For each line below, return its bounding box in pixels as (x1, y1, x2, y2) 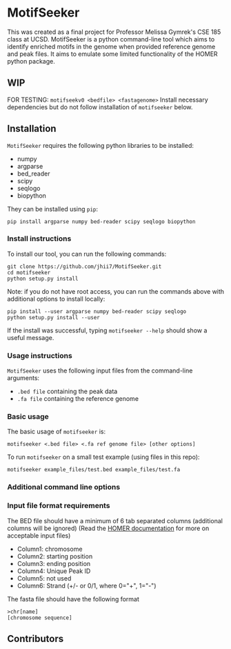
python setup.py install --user (7, 314, 100, 321)
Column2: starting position (17, 552, 93, 561)
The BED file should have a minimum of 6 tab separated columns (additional (7, 516, 223, 525)
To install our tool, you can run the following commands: (7, 250, 167, 258)
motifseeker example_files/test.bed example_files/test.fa (7, 467, 181, 473)
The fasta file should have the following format (7, 594, 140, 603)
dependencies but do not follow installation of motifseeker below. (7, 102, 193, 111)
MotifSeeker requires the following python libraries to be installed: (7, 141, 194, 149)
